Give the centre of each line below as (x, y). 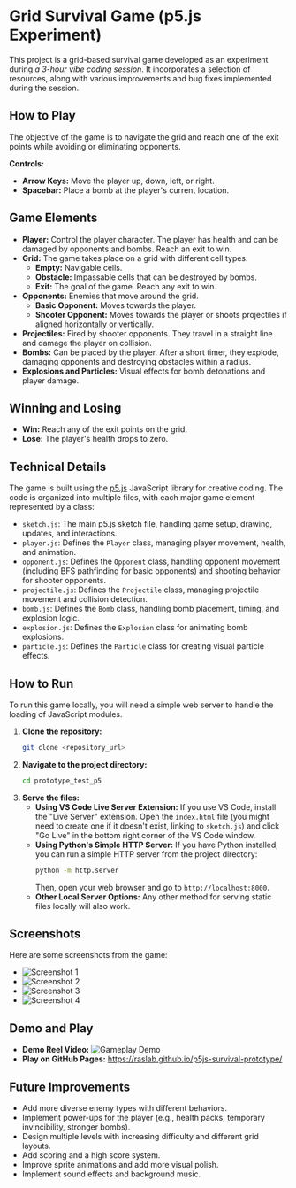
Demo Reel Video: (56, 1050)
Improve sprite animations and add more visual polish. (120, 1165)
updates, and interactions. (69, 534)
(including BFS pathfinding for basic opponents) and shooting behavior (151, 571)
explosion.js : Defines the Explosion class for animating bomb (135, 628)
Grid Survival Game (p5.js (105, 16)
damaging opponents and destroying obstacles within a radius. (137, 361)
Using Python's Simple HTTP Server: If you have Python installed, (156, 845)
